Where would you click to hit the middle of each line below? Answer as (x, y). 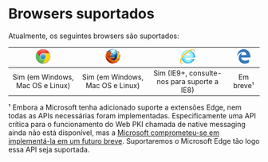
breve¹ (244, 86)
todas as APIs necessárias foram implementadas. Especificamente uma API (132, 116)
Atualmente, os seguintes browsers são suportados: (94, 36)
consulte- (205, 73)
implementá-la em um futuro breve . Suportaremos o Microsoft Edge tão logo (134, 141)
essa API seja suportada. (49, 150)
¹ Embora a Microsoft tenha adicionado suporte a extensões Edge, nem (125, 107)
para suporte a (195, 81)
